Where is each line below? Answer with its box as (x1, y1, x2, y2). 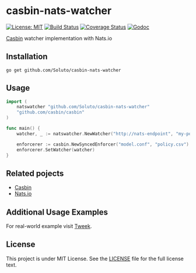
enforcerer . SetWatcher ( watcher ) (16, 147, 95, 153)
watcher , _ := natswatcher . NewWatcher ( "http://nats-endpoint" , (16, 130, 174, 137)
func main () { (6, 126, 41, 132)
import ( (6, 98, 27, 105)
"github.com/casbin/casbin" (16, 109, 85, 115)
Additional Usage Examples (6, 207, 108, 217)
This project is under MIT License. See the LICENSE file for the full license (6, 255, 184, 262)
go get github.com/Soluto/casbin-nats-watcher (6, 67, 121, 73)
